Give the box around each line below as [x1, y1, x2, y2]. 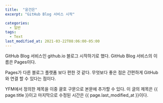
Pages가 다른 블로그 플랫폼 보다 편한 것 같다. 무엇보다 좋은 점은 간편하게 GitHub [5, 69, 159, 75]
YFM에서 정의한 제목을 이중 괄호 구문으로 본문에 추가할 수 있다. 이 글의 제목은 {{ [5, 86, 158, 92]
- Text [9, 34, 23, 39]
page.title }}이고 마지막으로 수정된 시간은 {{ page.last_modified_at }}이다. [5, 92, 149, 98]
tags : [5, 30, 16, 35]
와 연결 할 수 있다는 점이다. [5, 76, 56, 81]
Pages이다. [14, 59, 36, 65]
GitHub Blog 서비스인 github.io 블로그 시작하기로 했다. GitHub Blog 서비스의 [5, 52, 153, 59]
